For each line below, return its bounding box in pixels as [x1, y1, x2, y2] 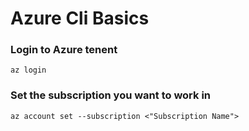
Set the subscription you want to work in [10, 88, 212, 102]
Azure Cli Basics [10, 7, 150, 30]
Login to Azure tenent [10, 43, 118, 57]
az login [10, 65, 47, 76]
